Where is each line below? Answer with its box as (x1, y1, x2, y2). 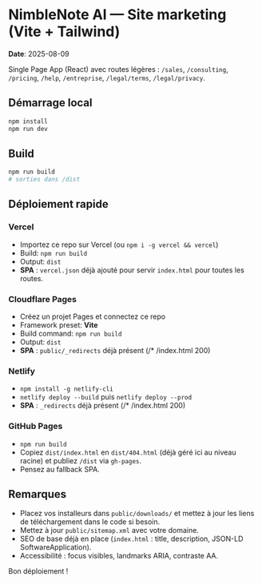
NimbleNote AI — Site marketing (8, 6, 227, 24)
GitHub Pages (8, 421, 63, 432)
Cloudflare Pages (8, 293, 77, 304)
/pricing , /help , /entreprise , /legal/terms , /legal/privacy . (8, 73, 205, 82)
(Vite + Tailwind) (8, 22, 121, 41)
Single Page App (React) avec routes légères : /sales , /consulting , (8, 64, 229, 73)
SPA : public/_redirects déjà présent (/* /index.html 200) (19, 346, 211, 356)
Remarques (8, 487, 67, 501)
